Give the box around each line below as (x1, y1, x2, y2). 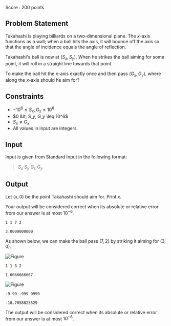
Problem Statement (5, 19, 69, 28)
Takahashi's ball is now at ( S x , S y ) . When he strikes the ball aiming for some (5, 53, 165, 61)
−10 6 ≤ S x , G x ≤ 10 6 (12, 105, 55, 114)
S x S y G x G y (17, 164, 43, 171)
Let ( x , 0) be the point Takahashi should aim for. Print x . (5, 193, 122, 200)
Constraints (5, 92, 44, 101)
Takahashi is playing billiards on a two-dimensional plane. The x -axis (5, 33, 151, 39)
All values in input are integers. (12, 125, 78, 132)
